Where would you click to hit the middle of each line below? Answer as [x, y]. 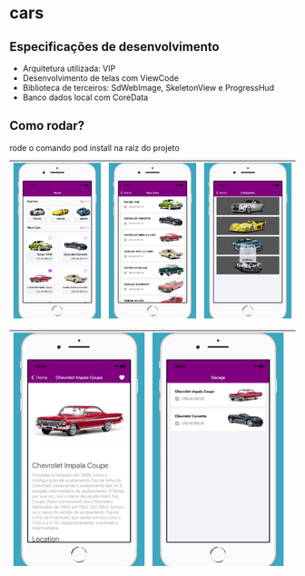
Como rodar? [47, 126]
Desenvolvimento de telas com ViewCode [101, 78]
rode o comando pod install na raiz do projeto [94, 147]
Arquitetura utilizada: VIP [69, 68]
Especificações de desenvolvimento [114, 47]
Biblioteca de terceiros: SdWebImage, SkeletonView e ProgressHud [148, 88]
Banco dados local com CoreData [85, 97]
